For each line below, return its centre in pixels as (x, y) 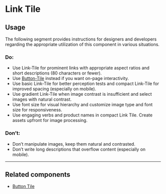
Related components (38, 175)
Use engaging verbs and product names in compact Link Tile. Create (82, 115)
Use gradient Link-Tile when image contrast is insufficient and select (82, 94)
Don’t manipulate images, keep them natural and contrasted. (74, 144)
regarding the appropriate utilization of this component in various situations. (82, 44)
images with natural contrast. (42, 99)
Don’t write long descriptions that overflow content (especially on (79, 149)
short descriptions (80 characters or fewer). (57, 73)
